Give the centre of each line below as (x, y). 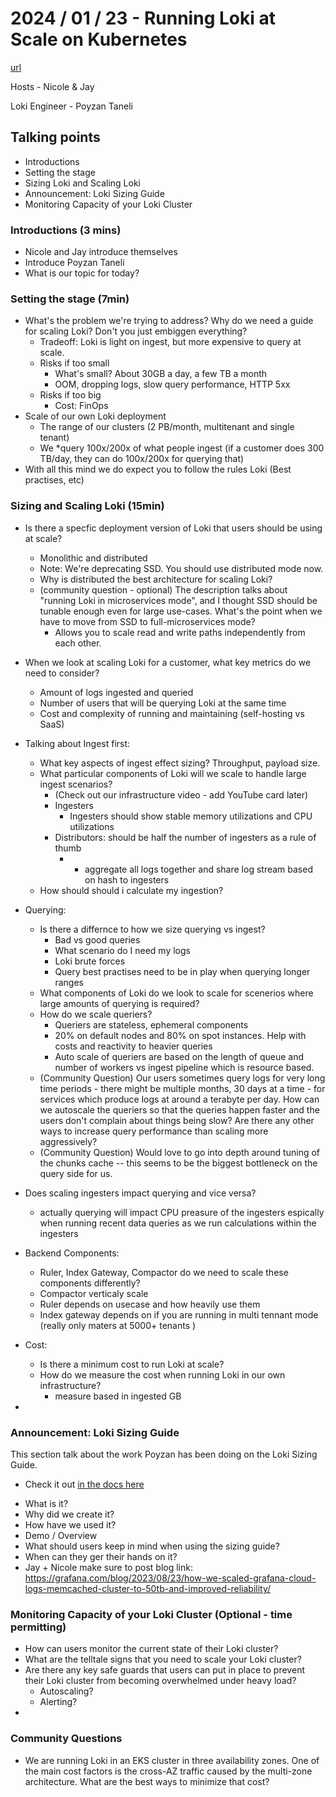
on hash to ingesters (127, 879)
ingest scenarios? (76, 784)
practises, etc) (54, 480)
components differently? (90, 1283)
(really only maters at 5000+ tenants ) (118, 1325)
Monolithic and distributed (93, 558)
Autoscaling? (66, 1691)
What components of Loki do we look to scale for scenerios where (176, 993)
